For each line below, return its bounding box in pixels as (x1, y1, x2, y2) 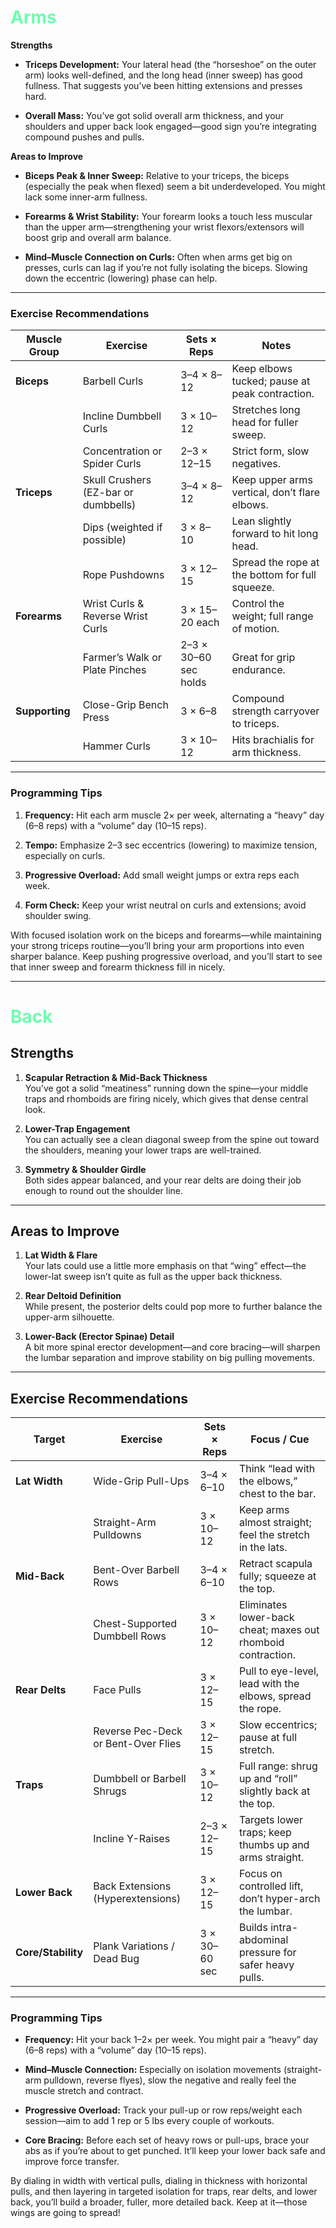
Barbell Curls (82, 374, 144, 388)
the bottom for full (231, 568, 317, 582)
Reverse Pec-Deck (93, 1724, 183, 1738)
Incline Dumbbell (82, 409, 162, 423)
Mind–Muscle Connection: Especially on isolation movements (24, 2064, 282, 2076)
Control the (231, 597, 285, 611)
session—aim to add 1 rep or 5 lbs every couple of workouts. (24, 2115, 275, 2127)
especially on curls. (24, 849, 106, 861)
